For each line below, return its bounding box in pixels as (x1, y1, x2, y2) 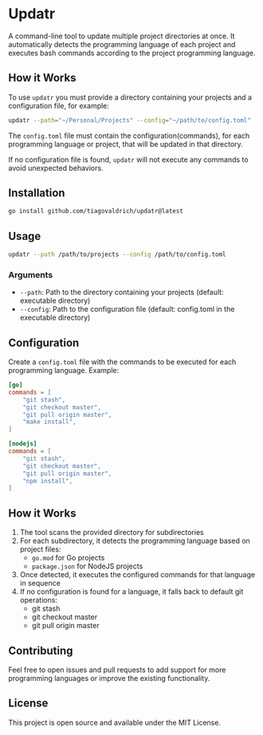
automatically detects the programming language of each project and (8, 39, 236, 49)
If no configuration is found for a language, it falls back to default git (19, 587, 244, 596)
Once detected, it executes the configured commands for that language (19, 570, 256, 580)
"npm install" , (22, 477, 73, 485)
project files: (19, 544, 61, 554)
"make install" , (22, 418, 77, 426)
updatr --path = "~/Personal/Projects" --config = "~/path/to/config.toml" (8, 116, 251, 124)
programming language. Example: (8, 366, 120, 375)
